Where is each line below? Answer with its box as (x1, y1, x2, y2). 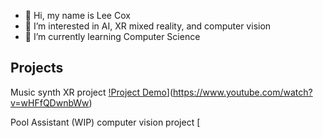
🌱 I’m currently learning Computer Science (24, 31, 201, 42)
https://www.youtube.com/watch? (173, 86, 313, 98)
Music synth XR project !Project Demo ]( (10, 86, 174, 98)
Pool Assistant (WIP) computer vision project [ (10, 116, 201, 128)
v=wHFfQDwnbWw (10, 96, 90, 109)
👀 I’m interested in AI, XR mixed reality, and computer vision (24, 20, 272, 32)
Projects (10, 60, 64, 77)
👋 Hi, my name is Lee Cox (24, 10, 131, 21)
